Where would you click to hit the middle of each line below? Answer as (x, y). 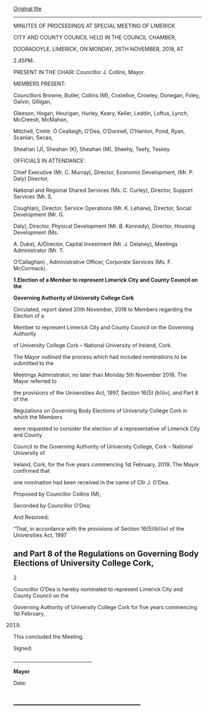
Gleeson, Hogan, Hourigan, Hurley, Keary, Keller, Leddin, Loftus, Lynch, (101, 113)
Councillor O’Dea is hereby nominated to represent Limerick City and (98, 589)
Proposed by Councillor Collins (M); (57, 494)
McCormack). (30, 268)
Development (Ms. (36, 232)
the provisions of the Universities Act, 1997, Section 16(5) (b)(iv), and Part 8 (106, 393)
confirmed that (32, 471)
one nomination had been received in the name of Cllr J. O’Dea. (91, 482)
